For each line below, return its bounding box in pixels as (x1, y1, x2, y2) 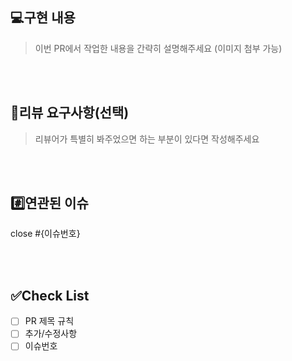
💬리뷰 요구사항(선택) (10, 104, 130, 122)
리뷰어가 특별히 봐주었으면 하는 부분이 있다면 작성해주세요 (34, 133, 260, 145)
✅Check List (10, 287, 90, 304)
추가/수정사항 (24, 328, 78, 340)
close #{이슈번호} (10, 228, 81, 240)
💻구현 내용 (10, 9, 76, 27)
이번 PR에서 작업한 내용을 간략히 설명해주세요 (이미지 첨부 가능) (34, 42, 283, 54)
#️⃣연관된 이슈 (10, 195, 89, 212)
